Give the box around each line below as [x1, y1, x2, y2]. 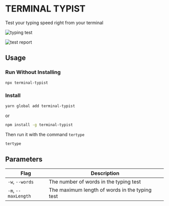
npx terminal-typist [5, 80, 49, 85]
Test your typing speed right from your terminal [5, 20, 104, 26]
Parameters [5, 155, 43, 163]
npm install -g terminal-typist [5, 122, 73, 127]
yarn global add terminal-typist [5, 104, 75, 109]
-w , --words [8, 178, 34, 185]
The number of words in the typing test [48, 178, 141, 185]
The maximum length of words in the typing [48, 186, 152, 193]
